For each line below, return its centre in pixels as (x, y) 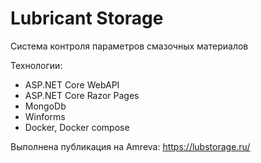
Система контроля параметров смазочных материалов (129, 46)
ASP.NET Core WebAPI (72, 84)
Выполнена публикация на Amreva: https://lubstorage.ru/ (130, 146)
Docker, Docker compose (77, 127)
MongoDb (45, 106)
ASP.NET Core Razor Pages (82, 95)
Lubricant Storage (87, 18)
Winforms (45, 116)
